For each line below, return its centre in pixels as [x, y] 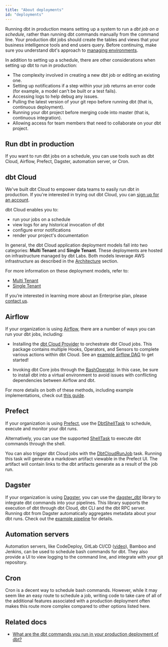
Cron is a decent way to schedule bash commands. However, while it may [81, 590]
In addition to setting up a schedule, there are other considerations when [80, 60]
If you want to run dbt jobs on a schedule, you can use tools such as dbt [80, 156]
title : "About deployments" [35, 10]
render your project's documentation [50, 235]
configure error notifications [42, 230]
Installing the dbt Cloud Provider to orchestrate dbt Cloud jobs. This [82, 344]
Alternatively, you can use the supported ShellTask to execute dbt [73, 438]
